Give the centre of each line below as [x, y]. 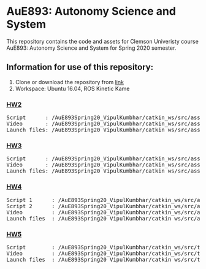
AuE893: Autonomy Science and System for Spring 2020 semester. [91, 48]
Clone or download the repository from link [70, 82]
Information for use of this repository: [80, 67]
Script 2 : [31, 206]
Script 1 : [31, 200]
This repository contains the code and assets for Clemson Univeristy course [103, 41]
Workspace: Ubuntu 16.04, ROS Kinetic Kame [72, 88]
